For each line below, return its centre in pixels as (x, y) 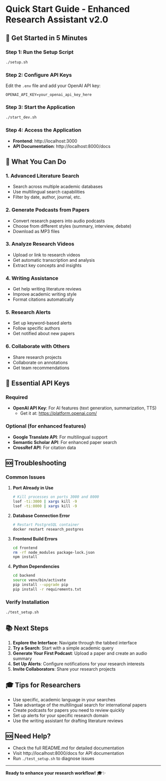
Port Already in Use (33, 488)
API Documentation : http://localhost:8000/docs (62, 146)
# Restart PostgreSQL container (46, 525)
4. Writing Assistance (32, 278)
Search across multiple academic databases (58, 187)
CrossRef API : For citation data (44, 447)
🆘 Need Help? (28, 736)
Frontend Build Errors (35, 538)
